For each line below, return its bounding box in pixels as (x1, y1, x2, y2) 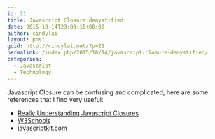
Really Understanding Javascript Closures (17, 109, 139, 117)
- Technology (13, 68, 52, 75)
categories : (7, 56, 42, 63)
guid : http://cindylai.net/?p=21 (7, 43, 105, 50)
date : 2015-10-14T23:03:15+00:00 (7, 23, 105, 30)
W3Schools (17, 116, 51, 124)
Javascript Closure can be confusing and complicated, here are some (7, 88, 209, 96)
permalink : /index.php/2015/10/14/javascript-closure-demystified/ (7, 50, 209, 57)
